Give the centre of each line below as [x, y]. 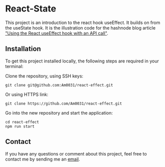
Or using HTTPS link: [27, 94]
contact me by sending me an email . [43, 159]
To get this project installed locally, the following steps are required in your [82, 61]
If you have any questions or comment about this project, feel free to [76, 153]
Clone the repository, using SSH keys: [44, 76]
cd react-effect [22, 122]
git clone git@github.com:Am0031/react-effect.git [59, 85]
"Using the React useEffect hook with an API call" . [57, 33]
